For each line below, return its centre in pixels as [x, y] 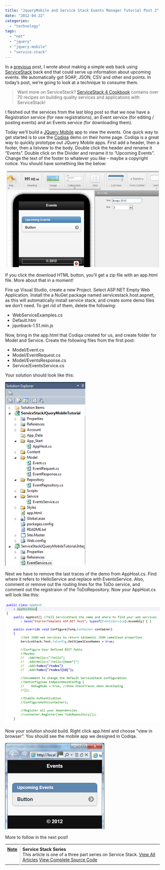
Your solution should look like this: [40, 375]
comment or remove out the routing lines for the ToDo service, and [73, 585]
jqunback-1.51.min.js [33, 326]
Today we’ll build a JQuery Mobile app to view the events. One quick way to [82, 132]
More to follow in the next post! [37, 837]
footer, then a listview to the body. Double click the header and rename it [79, 147]
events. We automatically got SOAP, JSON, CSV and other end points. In [78, 77]
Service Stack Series [44, 849]
